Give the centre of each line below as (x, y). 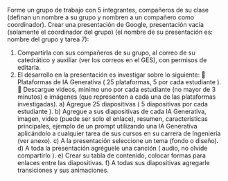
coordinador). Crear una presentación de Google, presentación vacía (106, 25)
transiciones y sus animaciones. (63, 170)
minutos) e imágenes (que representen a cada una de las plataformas (116, 97)
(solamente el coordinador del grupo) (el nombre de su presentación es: (110, 32)
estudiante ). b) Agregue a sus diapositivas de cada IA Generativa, (112, 111)
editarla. (29, 67)
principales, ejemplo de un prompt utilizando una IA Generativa (107, 126)
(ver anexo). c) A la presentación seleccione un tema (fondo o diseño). (118, 141)
